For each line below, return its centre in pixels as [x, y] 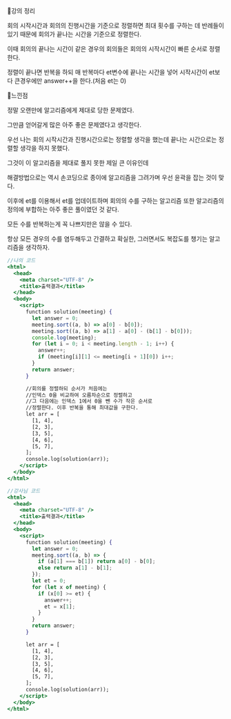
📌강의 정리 [21, 11]
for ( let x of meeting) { [69, 587]
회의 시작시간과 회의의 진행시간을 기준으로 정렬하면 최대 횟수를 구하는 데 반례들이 [116, 26]
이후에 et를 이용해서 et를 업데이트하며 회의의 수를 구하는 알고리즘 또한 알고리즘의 [115, 201]
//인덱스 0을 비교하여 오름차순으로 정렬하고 [79, 395]
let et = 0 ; [49, 581]
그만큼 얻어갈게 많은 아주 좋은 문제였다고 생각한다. [74, 125]
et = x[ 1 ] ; [60, 606]
